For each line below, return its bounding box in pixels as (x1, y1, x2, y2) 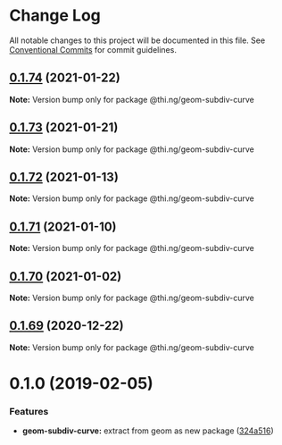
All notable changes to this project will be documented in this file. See (9, 35, 266, 46)
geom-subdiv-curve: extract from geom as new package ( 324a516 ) (21, 425, 274, 436)
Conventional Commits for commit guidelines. (9, 44, 177, 55)
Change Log (9, 5, 101, 26)
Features (9, 405, 49, 417)
